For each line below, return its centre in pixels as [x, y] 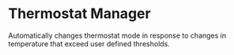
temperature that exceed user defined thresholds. [89, 43]
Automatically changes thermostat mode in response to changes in [117, 35]
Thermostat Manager [80, 14]
